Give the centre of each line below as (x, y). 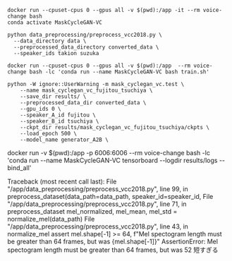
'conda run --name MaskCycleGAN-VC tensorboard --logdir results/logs (112, 160)
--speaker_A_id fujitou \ (58, 115)
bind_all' (19, 168)
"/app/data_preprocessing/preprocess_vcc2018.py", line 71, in (97, 204)
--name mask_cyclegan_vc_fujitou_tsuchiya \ (86, 90)
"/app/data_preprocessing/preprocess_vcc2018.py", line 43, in (98, 226)
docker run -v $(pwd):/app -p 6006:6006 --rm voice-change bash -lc (109, 153)
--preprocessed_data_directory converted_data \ (86, 47)
